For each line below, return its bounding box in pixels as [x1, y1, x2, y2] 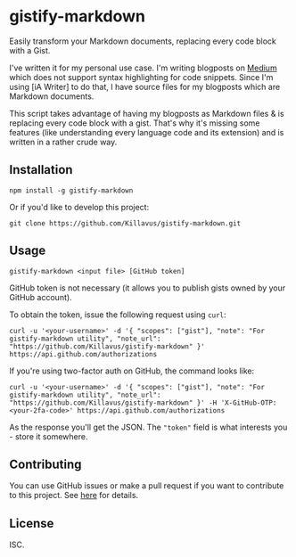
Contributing [9, 456, 82, 471]
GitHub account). [9, 291, 73, 302]
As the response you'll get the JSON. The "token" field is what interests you [9, 422, 288, 432]
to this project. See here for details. [9, 490, 139, 501]
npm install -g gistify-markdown [9, 185, 134, 195]
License [9, 515, 54, 531]
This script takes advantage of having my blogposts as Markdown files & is [9, 108, 284, 119]
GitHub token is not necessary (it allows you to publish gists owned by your [9, 283, 286, 293]
